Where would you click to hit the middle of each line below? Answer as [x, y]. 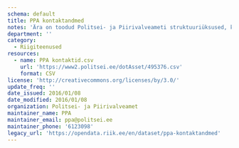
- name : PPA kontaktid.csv [54, 60]
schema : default [31, 14]
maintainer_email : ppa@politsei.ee [60, 120]
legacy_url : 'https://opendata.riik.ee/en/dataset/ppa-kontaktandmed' [114, 133]
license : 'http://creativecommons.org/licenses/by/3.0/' [94, 80]
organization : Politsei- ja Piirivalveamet [73, 107]
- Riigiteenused [38, 47]
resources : [23, 54]
